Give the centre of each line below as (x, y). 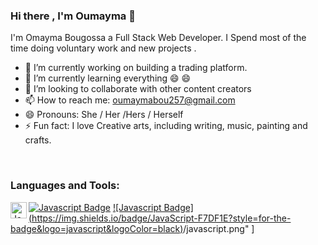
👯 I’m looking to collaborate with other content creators (138, 89)
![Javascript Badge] (153, 207)
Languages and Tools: (65, 186)
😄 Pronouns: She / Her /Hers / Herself (104, 115)
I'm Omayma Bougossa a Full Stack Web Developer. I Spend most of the (158, 38)
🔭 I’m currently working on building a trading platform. (136, 68)
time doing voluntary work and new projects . (103, 48)
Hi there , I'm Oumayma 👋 (73, 16)
